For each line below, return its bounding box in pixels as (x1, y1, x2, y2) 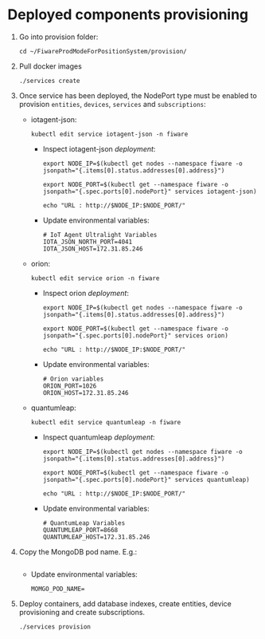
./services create (18, 77, 80, 85)
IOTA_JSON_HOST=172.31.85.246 (42, 245, 143, 253)
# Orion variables (42, 375, 104, 383)
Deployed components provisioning (7, 6, 249, 24)
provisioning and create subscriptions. (18, 607, 145, 617)
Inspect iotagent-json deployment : (42, 144, 156, 153)
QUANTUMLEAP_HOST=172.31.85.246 (42, 533, 150, 541)
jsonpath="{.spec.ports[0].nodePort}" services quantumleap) (42, 475, 250, 483)
